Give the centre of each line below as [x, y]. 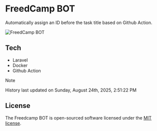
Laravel [20, 60]
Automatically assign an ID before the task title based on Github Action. [79, 22]
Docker [20, 65]
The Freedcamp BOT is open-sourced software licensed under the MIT [78, 117]
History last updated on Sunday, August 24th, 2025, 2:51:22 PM [71, 90]
